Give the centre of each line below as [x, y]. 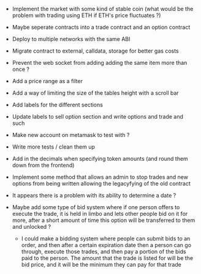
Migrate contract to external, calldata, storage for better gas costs [95, 51]
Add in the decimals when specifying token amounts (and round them [100, 159]
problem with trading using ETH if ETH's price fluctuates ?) [86, 15]
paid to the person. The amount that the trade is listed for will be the [107, 258]
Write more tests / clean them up [53, 147]
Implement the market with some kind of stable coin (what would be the [103, 9]
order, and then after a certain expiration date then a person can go [106, 245]
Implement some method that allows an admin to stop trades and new [100, 177]
